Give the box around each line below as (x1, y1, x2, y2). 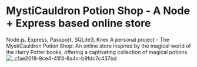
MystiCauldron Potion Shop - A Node (6, 4, 190, 18)
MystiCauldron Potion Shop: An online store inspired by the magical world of (6, 42, 191, 49)
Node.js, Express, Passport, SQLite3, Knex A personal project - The (6, 36, 169, 43)
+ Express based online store (6, 16, 151, 30)
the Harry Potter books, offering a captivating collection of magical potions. (6, 48, 189, 55)
